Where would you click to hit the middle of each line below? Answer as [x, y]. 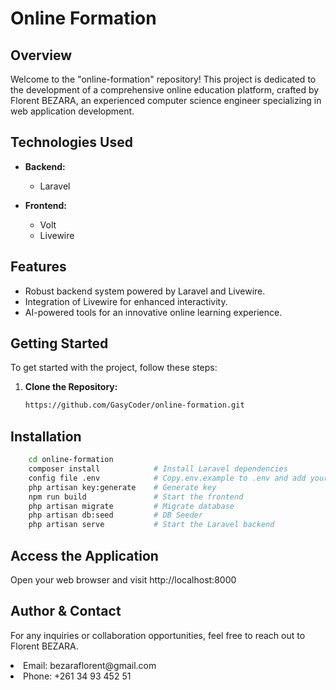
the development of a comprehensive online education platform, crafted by [165, 90]
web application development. [72, 111]
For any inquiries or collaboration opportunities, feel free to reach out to [158, 635]
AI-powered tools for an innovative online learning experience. [153, 312]
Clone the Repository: [71, 387]
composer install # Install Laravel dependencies [158, 469]
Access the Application [84, 555]
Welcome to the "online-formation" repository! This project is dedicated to [163, 79]
